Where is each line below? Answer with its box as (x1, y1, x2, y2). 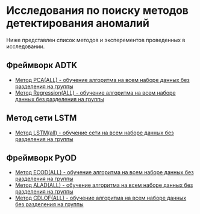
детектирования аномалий (6, 16, 149, 30)
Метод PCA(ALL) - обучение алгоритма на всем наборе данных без (14, 76, 190, 83)
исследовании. (6, 43, 45, 50)
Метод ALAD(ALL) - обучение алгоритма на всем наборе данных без (14, 181, 193, 189)
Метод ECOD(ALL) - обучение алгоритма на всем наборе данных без (14, 169, 194, 176)
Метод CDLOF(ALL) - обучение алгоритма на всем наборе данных (14, 194, 187, 202)
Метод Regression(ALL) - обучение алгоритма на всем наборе (14, 89, 176, 96)
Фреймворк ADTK (6, 60, 78, 71)
